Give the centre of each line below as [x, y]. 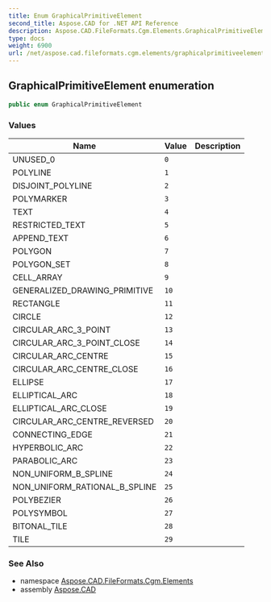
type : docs [27, 38]
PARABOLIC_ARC [45, 460]
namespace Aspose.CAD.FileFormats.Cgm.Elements [106, 581]
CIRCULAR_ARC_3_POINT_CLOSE [76, 343]
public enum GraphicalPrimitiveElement [75, 104]
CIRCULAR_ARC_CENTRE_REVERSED [83, 421]
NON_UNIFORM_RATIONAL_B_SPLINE [85, 487]
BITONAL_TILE [40, 526]
